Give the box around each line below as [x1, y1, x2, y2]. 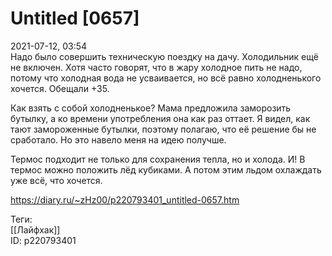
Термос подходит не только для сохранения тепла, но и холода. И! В [10, 153, 306, 165]
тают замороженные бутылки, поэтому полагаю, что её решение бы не [10, 123, 317, 135]
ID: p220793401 [10, 234, 77, 246]
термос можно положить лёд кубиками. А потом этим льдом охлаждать [10, 163, 322, 176]
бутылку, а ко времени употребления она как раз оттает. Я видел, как [10, 112, 311, 124]
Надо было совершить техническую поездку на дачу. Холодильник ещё [10, 50, 319, 62]
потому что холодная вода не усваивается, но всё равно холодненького [10, 72, 322, 84]
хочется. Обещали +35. [10, 82, 110, 94]
